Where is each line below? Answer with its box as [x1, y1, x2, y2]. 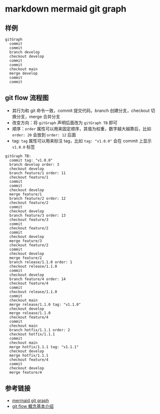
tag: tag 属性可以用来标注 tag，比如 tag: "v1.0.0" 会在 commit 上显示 [12, 138, 152, 143]
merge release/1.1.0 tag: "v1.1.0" [9, 302, 81, 307]
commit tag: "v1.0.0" [9, 158, 53, 163]
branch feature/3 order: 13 [9, 213, 66, 218]
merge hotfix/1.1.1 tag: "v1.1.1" [9, 344, 79, 350]
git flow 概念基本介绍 [12, 403, 54, 409]
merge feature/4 [9, 370, 42, 375]
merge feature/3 [9, 239, 42, 243]
